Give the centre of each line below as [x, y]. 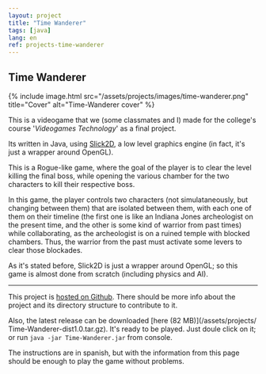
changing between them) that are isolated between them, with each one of [130, 208]
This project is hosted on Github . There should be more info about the [122, 296]
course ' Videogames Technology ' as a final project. [92, 128]
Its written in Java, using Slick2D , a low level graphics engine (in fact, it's [127, 143]
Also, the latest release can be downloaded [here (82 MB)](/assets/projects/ [133, 320]
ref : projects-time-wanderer [56, 45]
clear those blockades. [46, 250]
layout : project [35, 15]
